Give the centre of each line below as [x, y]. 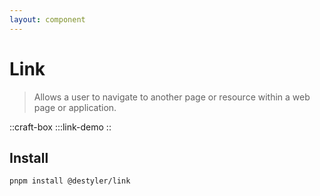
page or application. [75, 107]
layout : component [47, 19]
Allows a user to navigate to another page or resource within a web [172, 97]
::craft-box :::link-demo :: [60, 127]
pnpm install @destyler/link [70, 181]
